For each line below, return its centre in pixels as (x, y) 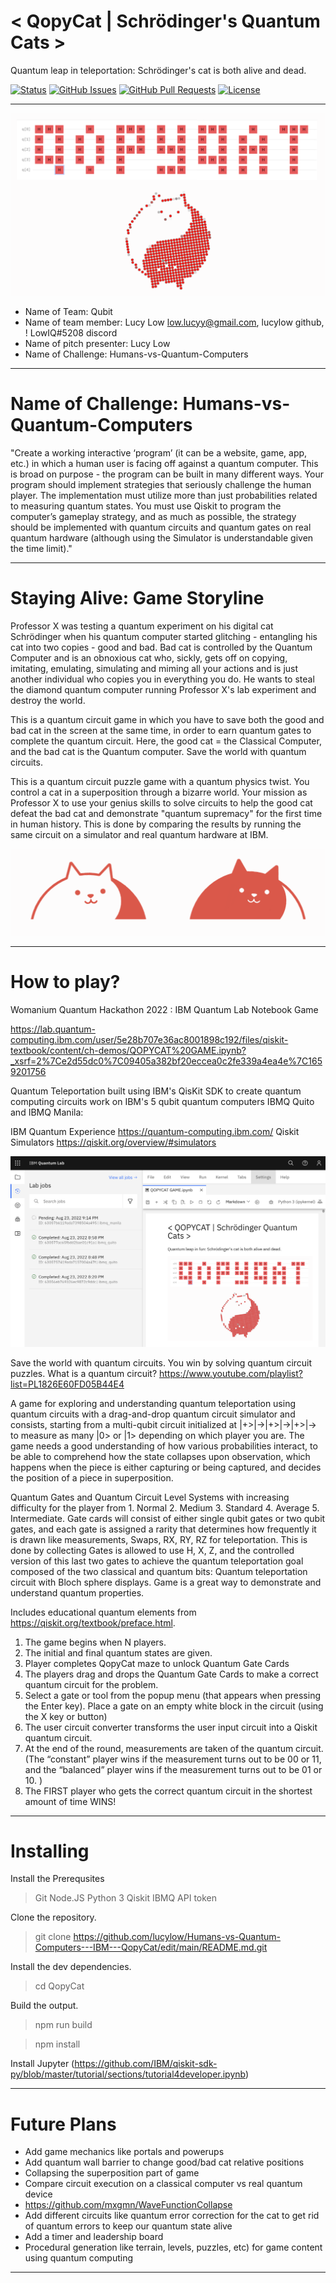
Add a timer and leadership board (94, 2237)
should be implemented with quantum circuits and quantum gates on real (161, 527)
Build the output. (44, 2006)
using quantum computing (79, 2258)
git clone (53, 1937)
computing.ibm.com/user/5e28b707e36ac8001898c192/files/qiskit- (149, 1039)
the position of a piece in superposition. (92, 1477)
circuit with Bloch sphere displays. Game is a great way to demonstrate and (166, 1582)
